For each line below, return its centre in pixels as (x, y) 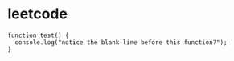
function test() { (38, 35)
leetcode (37, 14)
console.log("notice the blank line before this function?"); (121, 42)
